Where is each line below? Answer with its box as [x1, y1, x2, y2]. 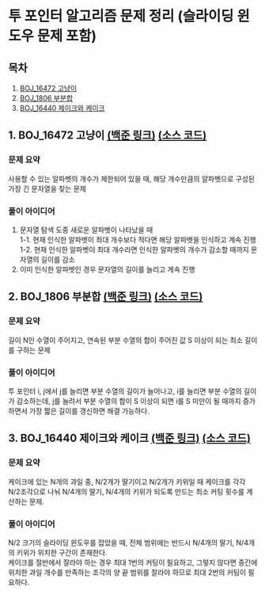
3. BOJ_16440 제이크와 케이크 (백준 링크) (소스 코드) [8, 432, 252, 445]
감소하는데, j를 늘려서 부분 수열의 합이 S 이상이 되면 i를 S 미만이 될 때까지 [16, 396, 241, 406]
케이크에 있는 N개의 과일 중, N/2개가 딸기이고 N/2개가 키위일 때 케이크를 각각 [8, 477, 246, 486]
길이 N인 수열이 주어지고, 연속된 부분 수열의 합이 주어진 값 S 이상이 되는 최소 [8, 335, 244, 345]
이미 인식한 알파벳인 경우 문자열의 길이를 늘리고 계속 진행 [19, 265, 195, 274]
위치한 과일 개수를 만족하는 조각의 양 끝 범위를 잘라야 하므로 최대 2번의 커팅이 [8, 567, 247, 577]
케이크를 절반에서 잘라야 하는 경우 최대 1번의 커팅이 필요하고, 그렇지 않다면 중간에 [8, 558, 258, 567]
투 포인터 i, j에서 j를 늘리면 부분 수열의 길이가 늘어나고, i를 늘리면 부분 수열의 [8, 386, 243, 396]
